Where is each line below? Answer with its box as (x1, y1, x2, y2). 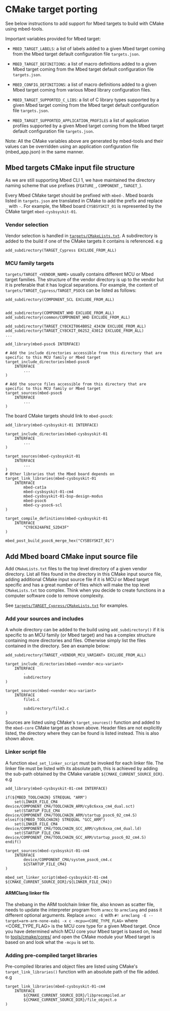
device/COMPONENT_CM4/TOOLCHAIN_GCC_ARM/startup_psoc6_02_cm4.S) (5, 835, 146, 840)
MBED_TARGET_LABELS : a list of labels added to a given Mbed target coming (12, 45, 165, 51)
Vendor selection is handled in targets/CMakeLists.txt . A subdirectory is (5, 233, 158, 239)
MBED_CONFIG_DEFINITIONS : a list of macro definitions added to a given (12, 81, 157, 87)
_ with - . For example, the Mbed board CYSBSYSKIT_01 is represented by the (5, 203, 162, 209)
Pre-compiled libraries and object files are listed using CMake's (5, 963, 138, 969)
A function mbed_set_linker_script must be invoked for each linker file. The (5, 760, 164, 766)
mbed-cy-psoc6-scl (23, 503, 62, 508)
